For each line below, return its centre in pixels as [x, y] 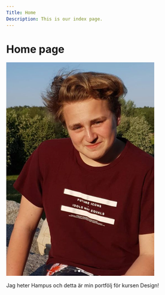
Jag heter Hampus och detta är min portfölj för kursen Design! [83, 285]
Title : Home [21, 13]
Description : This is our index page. [54, 19]
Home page [35, 49]
